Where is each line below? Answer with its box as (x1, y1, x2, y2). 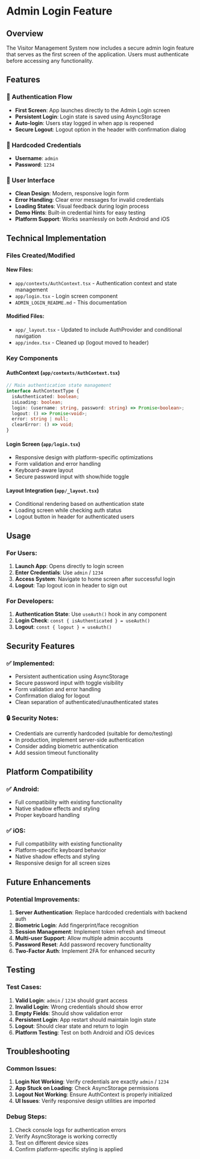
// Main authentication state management (6, 383, 112, 389)
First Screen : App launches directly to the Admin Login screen (14, 106, 170, 114)
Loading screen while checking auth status (14, 506, 122, 514)
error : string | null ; (11, 416, 69, 422)
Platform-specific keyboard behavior (14, 847, 107, 854)
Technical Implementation (6, 233, 107, 243)
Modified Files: (6, 312, 45, 320)
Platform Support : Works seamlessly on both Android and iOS (14, 216, 170, 223)
